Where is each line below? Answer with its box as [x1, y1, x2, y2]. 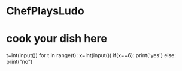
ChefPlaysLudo [6, 4, 85, 18]
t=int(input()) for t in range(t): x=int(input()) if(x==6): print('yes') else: [6, 52, 177, 59]
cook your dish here [6, 32, 108, 46]
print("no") [6, 58, 33, 66]
